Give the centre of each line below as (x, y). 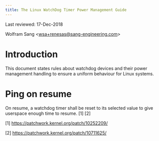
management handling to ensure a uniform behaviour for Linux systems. (79, 74)
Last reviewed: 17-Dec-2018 (34, 24)
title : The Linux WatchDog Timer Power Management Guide (66, 10)
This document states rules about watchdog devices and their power (76, 68)
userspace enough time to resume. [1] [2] (48, 113)
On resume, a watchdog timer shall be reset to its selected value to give (79, 108)
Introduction (32, 54)
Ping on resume (38, 94)
